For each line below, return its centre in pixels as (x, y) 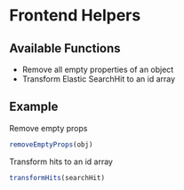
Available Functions (65, 48)
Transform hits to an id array (61, 162)
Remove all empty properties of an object (98, 69)
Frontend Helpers (75, 16)
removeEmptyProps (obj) (51, 144)
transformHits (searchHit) (57, 178)
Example (34, 107)
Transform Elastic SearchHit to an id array (99, 79)
